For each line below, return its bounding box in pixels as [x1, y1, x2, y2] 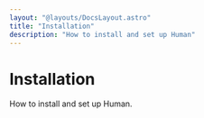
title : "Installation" [9, 22, 95, 31]
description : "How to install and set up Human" [9, 30, 196, 39]
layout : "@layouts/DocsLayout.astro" [9, 13, 152, 23]
